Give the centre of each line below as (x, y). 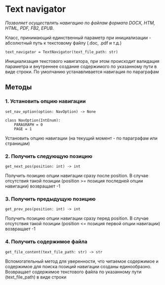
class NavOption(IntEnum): (33, 120)
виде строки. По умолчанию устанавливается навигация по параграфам (82, 71)
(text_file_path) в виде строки (36, 277)
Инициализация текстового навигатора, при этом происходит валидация (82, 61)
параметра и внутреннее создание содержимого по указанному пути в (81, 66)
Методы (19, 87)
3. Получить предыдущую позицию (50, 199)
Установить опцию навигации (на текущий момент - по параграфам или (82, 138)
